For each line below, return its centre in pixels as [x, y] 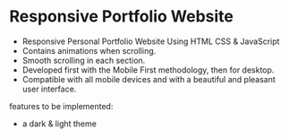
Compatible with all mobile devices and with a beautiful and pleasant [149, 79]
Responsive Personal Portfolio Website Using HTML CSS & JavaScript [151, 41]
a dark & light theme [59, 124]
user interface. [49, 89]
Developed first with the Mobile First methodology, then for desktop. [148, 70]
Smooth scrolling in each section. [84, 60]
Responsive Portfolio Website [122, 17]
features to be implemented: [61, 106]
